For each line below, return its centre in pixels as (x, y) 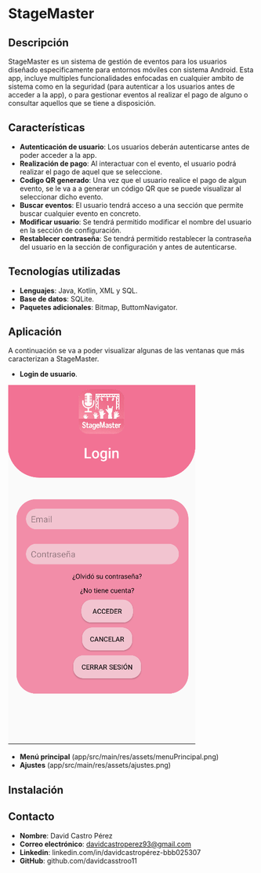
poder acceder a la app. (58, 155)
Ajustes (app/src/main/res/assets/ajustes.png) (95, 765)
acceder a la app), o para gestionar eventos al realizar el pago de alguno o (128, 95)
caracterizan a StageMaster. (54, 359)
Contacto (31, 817)
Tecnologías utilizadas (64, 272)
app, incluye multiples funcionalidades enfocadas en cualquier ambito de (126, 78)
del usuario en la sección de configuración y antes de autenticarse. (128, 247)
